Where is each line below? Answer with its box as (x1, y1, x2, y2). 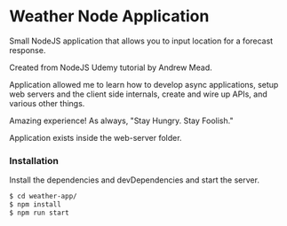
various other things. (9, 97, 85, 108)
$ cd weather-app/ (9, 192, 77, 201)
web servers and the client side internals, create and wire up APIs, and (9, 89, 268, 99)
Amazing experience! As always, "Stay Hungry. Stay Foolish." (9, 115, 234, 126)
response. (9, 44, 46, 55)
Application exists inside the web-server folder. (9, 132, 182, 143)
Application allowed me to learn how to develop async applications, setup (9, 79, 279, 90)
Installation (9, 154, 60, 167)
